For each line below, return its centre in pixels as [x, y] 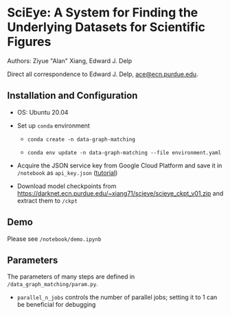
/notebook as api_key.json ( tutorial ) [67, 172]
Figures [29, 42]
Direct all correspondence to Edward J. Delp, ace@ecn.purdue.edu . [103, 74]
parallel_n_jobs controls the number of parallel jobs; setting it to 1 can [117, 297]
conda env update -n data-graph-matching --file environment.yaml [124, 152]
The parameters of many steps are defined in [71, 277]
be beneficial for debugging [56, 305]
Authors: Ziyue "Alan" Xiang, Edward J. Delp [70, 60]
